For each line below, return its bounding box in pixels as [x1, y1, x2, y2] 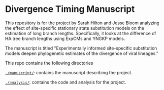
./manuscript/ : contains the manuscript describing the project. [5, 69, 132, 75]
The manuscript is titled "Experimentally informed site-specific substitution [5, 45, 157, 51]
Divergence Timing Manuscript [5, 3, 135, 15]
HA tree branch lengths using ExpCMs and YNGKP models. [5, 36, 125, 42]
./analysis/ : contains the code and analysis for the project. [5, 79, 127, 85]
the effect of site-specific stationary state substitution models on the [5, 25, 144, 31]
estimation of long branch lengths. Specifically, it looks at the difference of [5, 30, 156, 36]
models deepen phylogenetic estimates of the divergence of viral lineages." [5, 50, 159, 56]
